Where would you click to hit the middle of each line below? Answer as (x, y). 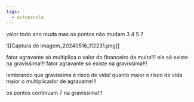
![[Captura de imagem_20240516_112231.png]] (63, 46)
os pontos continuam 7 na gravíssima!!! (54, 93)
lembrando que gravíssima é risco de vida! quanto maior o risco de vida (94, 75)
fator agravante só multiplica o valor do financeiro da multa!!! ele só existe (97, 57)
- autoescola (28, 17)
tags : (13, 12)
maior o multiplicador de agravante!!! (51, 81)
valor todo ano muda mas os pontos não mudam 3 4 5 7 (75, 34)
